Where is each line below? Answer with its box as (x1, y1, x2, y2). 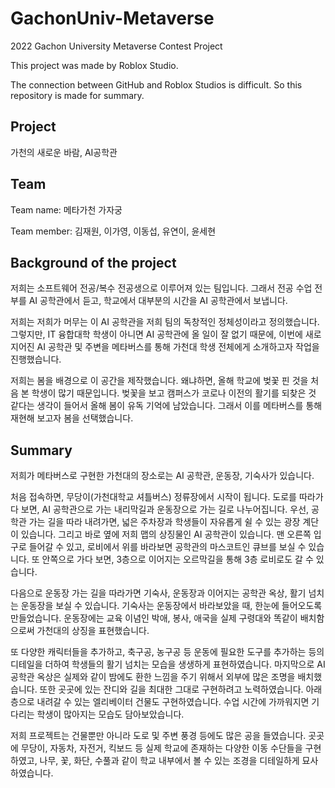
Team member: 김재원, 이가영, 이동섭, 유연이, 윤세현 (10, 225, 217, 237)
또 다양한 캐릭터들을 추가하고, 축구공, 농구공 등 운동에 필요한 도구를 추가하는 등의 (10, 646, 325, 658)
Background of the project (10, 254, 177, 271)
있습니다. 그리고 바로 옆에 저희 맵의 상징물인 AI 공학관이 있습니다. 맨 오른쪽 (20, 528, 312, 541)
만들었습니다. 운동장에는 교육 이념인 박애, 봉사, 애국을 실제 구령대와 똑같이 (10, 612, 298, 624)
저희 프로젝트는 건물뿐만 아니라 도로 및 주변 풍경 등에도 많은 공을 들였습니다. (10, 730, 307, 742)
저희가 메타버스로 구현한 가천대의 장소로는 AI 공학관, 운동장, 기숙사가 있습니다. (10, 470, 315, 482)
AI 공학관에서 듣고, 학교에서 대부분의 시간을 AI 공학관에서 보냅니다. (28, 295, 288, 307)
